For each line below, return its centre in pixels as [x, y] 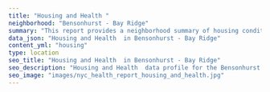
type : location [34, 53]
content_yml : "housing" [48, 46]
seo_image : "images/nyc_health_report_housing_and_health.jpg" [117, 75]
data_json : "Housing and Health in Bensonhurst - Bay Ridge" [115, 38]
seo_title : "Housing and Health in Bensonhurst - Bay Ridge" [115, 61]
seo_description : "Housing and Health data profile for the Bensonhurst [135, 68]
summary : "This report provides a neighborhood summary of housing [124, 30]
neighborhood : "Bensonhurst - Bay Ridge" [79, 23]
